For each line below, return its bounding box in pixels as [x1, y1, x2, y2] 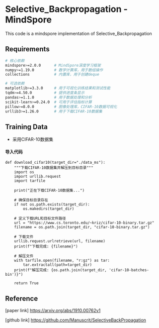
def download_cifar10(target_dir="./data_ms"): [5, 160, 106, 165]
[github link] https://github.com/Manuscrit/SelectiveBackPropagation [5, 317, 147, 323]
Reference [5, 294, 38, 303]
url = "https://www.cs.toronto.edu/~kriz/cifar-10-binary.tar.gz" [14, 220, 155, 225]
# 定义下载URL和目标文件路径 [14, 216, 66, 221]
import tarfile [14, 178, 46, 184]
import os [14, 170, 35, 175]
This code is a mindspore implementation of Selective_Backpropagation [5, 30, 153, 36]
